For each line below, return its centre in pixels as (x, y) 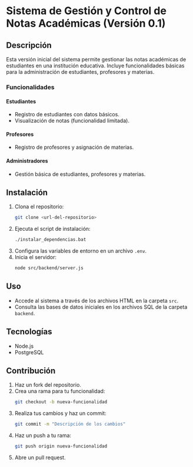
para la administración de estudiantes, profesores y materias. (80, 72)
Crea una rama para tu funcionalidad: (60, 391)
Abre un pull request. (40, 458)
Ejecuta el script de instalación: (52, 229)
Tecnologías (29, 332)
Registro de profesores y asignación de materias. (74, 147)
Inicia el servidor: (36, 257)
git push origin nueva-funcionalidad (61, 446)
